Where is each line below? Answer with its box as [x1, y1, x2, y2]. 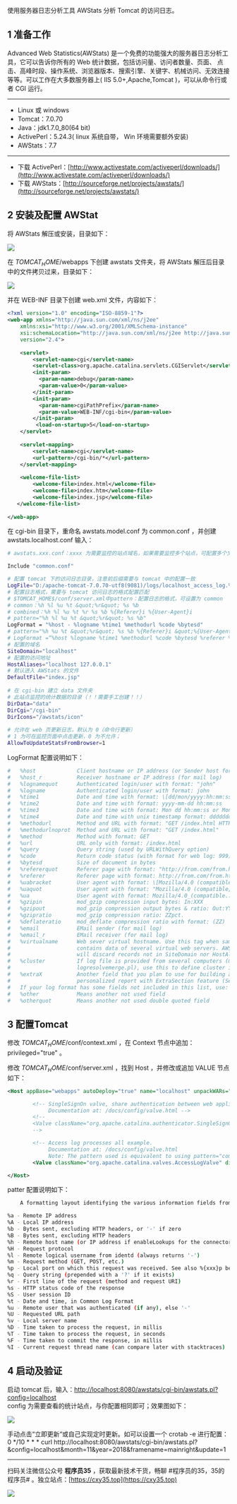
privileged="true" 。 [7, 1049, 66, 1057]
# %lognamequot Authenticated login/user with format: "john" [7, 780, 217, 787]
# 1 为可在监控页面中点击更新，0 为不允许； [7, 733, 121, 740]
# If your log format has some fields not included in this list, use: [7, 984, 229, 991]
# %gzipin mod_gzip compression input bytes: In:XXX [7, 899, 203, 906]
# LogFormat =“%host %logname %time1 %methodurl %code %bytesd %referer [7, 635, 226, 642]
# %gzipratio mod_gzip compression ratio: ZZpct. [7, 912, 185, 919]
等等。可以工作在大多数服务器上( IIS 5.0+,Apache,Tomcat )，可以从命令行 [7, 75, 221, 83]
